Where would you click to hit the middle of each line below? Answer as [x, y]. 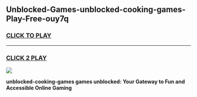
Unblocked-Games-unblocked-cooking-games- [96, 10]
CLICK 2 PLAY [26, 58]
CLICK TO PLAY [29, 36]
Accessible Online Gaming [39, 88]
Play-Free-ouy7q [38, 19]
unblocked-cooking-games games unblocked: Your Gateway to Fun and [96, 81]
